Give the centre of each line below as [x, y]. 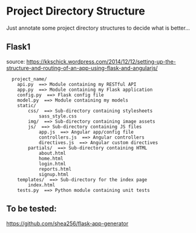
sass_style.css [58, 116]
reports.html [55, 169]
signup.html [54, 174]
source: [16, 61]
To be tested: [31, 209]
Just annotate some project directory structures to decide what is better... [98, 28]
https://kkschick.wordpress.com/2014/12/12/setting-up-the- [101, 61]
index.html [42, 185]
